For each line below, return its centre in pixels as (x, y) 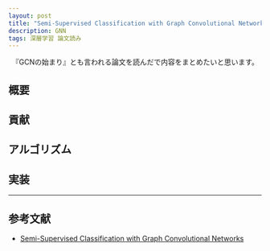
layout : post (30, 16)
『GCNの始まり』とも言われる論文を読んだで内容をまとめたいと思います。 (137, 62)
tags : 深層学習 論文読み (45, 38)
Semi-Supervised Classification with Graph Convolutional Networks (132, 239)
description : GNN (37, 31)
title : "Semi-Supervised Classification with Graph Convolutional (122, 23)
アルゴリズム (40, 150)
